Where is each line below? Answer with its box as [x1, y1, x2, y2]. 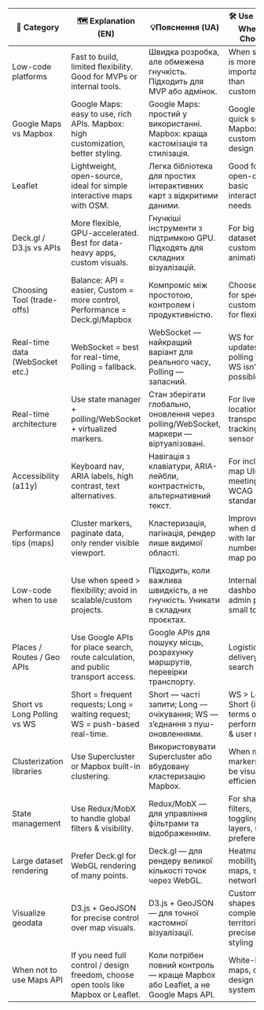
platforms [12, 71, 48, 82]
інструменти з [148, 223, 203, 233]
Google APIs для [148, 627, 211, 638]
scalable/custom [70, 594, 132, 605]
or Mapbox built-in [70, 761, 141, 771]
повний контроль [148, 960, 214, 971]
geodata [12, 917, 43, 928]
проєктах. [148, 614, 187, 625]
